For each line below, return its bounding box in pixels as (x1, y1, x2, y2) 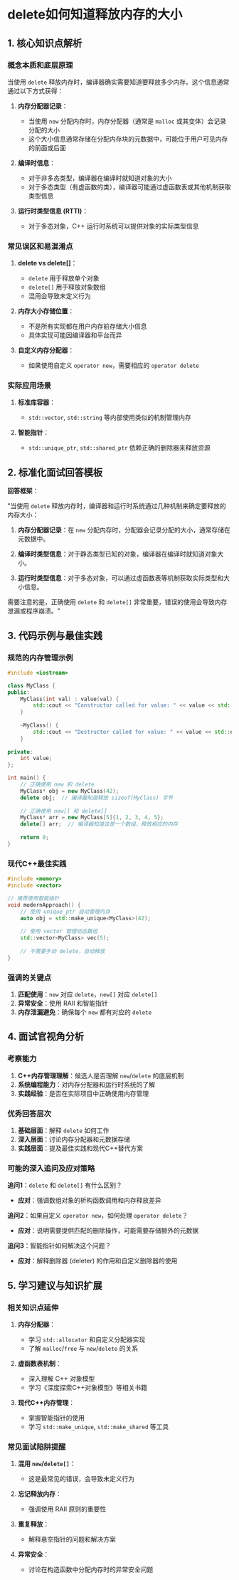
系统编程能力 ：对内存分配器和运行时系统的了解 (17, 1080, 155, 1089)
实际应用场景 (7, 381, 52, 391)
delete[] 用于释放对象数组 (28, 283, 106, 292)
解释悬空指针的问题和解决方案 (28, 1535, 116, 1544)
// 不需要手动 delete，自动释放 (20, 947, 105, 954)
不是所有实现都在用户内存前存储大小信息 (28, 322, 147, 331)
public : (7, 688, 31, 696)
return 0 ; (20, 834, 50, 841)
